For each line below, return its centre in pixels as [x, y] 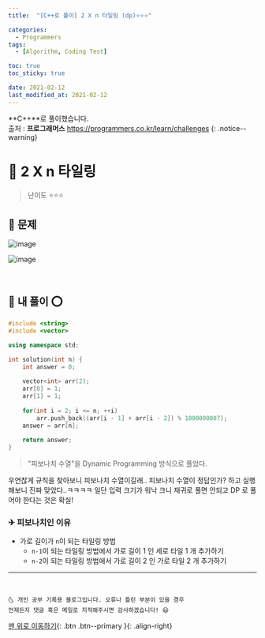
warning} [23, 137]
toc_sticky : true [37, 73]
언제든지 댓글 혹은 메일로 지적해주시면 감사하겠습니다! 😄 [89, 610]
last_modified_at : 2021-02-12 [58, 95]
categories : [28, 30]
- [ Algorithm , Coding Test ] [62, 52]
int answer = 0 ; [49, 367]
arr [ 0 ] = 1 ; [42, 389]
